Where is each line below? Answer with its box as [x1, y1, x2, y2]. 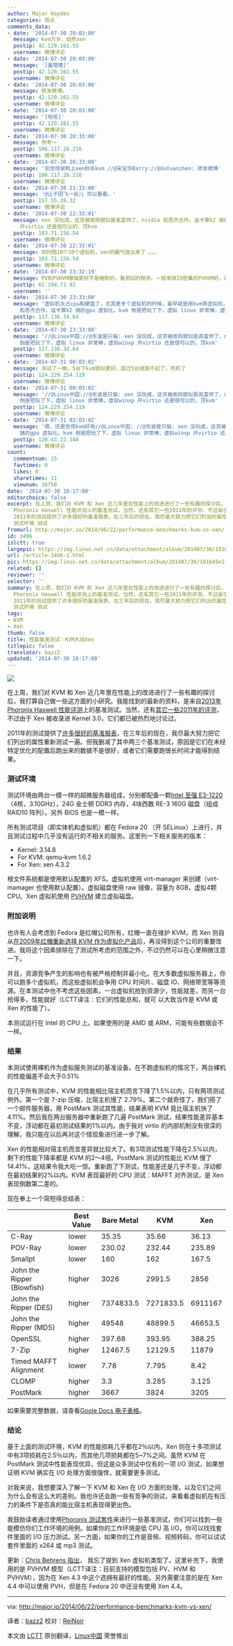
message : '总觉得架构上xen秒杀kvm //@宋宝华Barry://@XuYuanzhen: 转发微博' [13, 164, 222, 172]
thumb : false [7, 629, 45, 636]
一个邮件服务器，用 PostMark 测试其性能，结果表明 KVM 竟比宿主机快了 [7, 1104, 214, 1112]
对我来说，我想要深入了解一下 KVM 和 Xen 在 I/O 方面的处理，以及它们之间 [7, 1483, 221, 1492]
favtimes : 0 [13, 462, 49, 469]
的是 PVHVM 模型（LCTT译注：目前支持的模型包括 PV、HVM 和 [12, 1565, 196, 1573]
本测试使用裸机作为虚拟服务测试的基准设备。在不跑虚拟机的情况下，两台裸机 [7, 1063, 226, 1072]
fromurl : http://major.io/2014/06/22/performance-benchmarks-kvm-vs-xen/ [7, 526, 225, 533]
